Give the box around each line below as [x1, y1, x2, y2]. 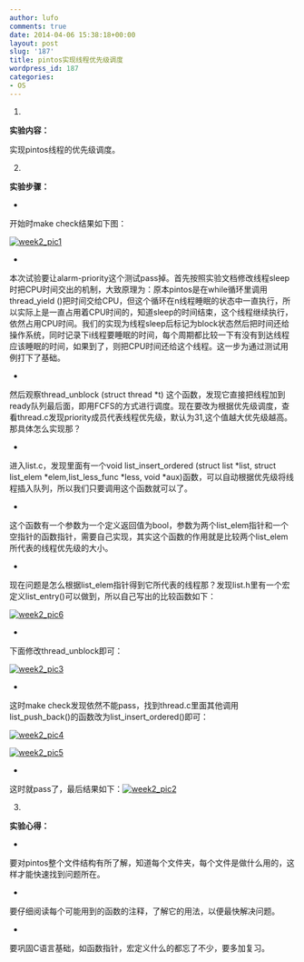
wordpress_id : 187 [9, 65, 79, 74]
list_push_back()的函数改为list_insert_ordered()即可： [9, 711, 209, 722]
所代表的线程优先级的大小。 [9, 542, 113, 553]
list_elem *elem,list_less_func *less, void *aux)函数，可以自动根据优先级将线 [9, 471, 295, 482]
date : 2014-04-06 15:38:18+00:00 [9, 30, 136, 39]
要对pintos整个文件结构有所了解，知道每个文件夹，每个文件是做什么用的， [9, 857, 288, 868]
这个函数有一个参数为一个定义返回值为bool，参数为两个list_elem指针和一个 [9, 519, 289, 530]
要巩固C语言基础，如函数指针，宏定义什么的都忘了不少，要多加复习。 [9, 942, 270, 953]
